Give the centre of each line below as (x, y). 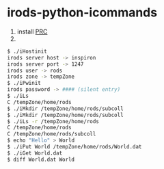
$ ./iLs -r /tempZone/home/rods (53, 121)
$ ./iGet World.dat (35, 153)
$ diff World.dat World (41, 159)
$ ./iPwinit (24, 83)
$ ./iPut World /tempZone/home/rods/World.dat (74, 147)
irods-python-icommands (82, 13)
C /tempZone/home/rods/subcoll (52, 134)
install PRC (32, 31)
